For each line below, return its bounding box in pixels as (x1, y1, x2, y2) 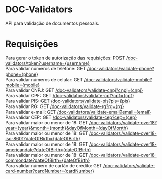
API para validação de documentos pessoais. (5, 20, 100, 26)
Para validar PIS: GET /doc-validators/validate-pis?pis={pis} (5, 98, 130, 104)
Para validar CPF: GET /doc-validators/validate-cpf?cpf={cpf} (5, 92, 134, 98)
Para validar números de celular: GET (5, 76, 83, 82)
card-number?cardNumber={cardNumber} (5, 168, 95, 174)
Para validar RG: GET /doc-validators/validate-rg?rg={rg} (5, 103, 124, 110)
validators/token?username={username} (5, 60, 90, 66)
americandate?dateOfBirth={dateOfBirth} (5, 146, 91, 153)
